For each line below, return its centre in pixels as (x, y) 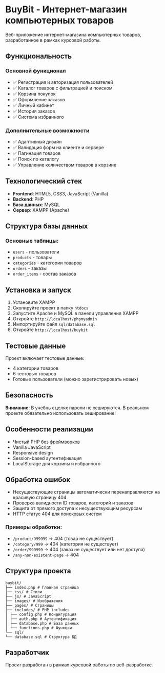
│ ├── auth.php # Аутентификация (41, 619)
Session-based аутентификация (47, 458)
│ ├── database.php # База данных (42, 623)
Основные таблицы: (32, 241)
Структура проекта (38, 571)
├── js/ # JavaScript (28, 596)
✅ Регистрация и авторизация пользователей (63, 82)
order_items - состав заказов (44, 274)
